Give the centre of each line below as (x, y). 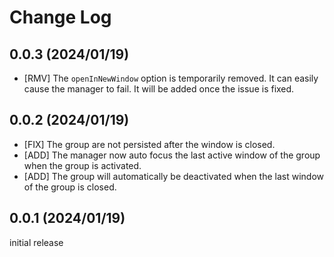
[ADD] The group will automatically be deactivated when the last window (173, 176)
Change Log (60, 17)
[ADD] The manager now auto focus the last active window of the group (172, 155)
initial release (36, 242)
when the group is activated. (82, 165)
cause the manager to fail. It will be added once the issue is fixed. (159, 89)
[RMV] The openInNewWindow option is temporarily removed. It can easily (171, 78)
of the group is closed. (70, 187)
